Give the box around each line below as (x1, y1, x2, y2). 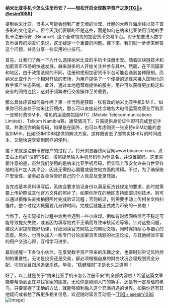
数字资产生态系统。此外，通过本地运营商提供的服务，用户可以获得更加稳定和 (5, 82, 164, 88)
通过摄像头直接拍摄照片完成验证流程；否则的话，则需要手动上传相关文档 (9, 196, 159, 202)
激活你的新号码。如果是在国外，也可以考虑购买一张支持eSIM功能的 (18, 125, 157, 130)
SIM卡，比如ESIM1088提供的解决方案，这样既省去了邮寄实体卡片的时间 (9, 131, 157, 137)
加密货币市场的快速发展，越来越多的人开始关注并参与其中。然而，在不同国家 (5, 63, 164, 69)
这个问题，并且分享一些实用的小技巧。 (5, 46, 84, 52)
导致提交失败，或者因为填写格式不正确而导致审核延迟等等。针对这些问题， (9, 219, 164, 225)
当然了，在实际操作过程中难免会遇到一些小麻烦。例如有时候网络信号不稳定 (5, 213, 159, 219)
